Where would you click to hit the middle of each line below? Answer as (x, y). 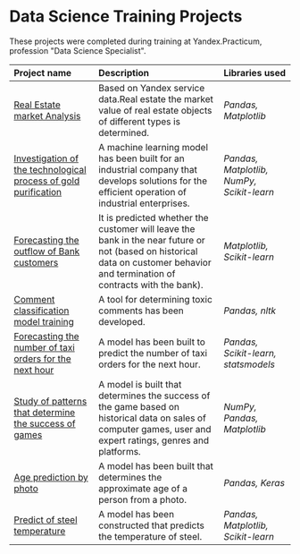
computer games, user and (154, 429)
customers (36, 262)
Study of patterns (50, 401)
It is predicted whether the (153, 217)
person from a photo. (142, 499)
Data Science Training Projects (126, 17)
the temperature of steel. (150, 536)
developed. (121, 321)
